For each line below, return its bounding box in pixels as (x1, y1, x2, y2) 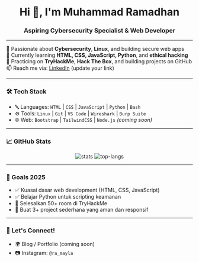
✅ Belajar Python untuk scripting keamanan (14, 193, 121, 200)
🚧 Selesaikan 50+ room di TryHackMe (14, 200, 108, 207)
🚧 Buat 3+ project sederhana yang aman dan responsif (14, 206, 149, 214)
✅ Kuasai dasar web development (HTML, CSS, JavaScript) (14, 186, 160, 194)
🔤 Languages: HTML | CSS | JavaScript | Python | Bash (14, 103, 141, 110)
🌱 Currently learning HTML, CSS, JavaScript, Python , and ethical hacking (6, 51, 188, 59)
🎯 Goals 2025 (6, 173, 46, 181)
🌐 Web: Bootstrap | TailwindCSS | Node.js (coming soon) (14, 116, 153, 123)
